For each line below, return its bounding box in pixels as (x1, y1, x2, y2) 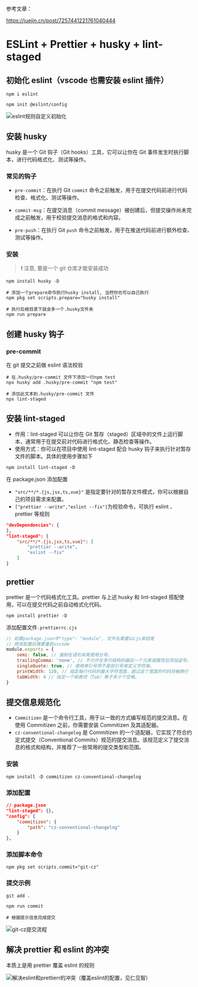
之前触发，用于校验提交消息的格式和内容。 (20, 214, 124, 221)
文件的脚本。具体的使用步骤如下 (14, 452, 93, 459)
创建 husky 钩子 (6, 329, 64, 339)
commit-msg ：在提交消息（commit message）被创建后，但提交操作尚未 (14, 206, 187, 214)
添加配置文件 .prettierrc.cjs (6, 623, 77, 631)
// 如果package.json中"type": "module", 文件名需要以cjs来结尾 (6, 635, 155, 642)
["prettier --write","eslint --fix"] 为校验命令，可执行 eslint (14, 503, 169, 510)
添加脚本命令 (6, 850, 43, 859)
